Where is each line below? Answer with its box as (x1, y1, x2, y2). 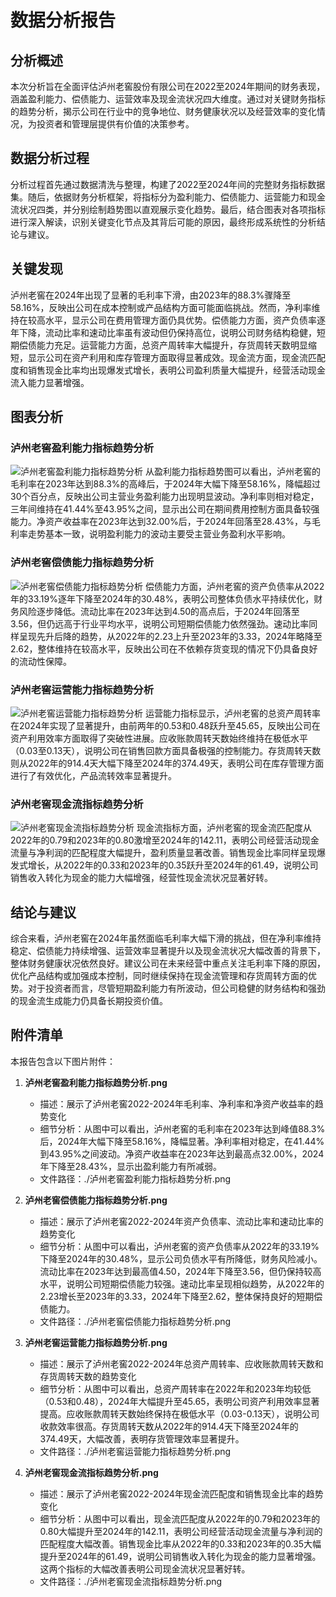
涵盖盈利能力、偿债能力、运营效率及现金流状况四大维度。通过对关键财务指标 (10, 93, 326, 105)
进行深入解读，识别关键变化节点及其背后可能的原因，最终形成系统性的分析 (10, 216, 317, 228)
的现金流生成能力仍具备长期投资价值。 (10, 995, 168, 1007)
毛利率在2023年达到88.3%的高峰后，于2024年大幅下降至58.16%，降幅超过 (10, 478, 321, 490)
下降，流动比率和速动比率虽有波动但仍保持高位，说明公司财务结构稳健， (18, 326, 317, 338)
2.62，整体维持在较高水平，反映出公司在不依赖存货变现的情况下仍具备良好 (10, 642, 318, 655)
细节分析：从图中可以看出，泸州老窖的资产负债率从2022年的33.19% (39, 1240, 320, 1252)
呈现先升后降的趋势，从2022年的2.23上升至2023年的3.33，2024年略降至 (18, 630, 323, 642)
